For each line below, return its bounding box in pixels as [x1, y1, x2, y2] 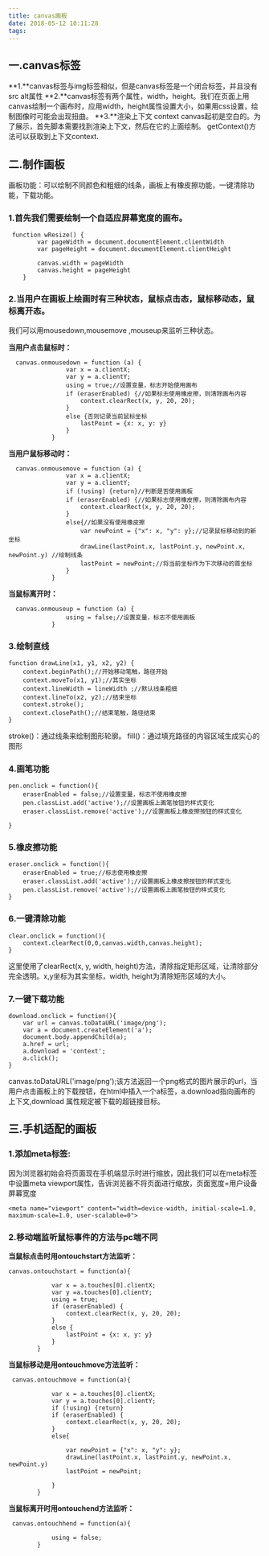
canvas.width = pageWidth [37, 259, 124, 268]
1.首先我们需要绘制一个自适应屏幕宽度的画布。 [8, 212, 188, 224]
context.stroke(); [22, 700, 84, 708]
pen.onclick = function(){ [8, 782, 99, 790]
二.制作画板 [8, 158, 66, 171]
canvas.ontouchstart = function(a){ [8, 1267, 131, 1275]
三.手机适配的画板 [8, 1123, 97, 1136]
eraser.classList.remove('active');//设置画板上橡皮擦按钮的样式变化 [22, 807, 243, 816]
